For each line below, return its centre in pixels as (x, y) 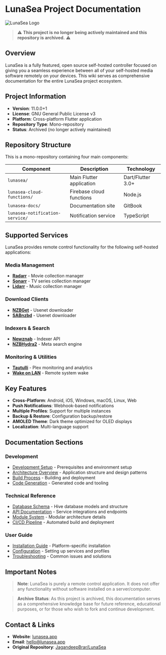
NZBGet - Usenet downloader (43, 310)
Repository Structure (38, 145)
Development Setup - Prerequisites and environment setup (72, 467)
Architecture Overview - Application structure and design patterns (80, 472)
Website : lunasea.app (35, 637)
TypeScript (136, 216)
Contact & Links (30, 625)
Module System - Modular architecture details (59, 517)
